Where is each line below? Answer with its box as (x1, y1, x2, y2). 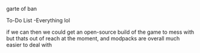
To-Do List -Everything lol (6, 17, 70, 23)
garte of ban (6, 5, 37, 12)
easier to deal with (6, 42, 52, 48)
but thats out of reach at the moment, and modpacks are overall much (6, 35, 180, 42)
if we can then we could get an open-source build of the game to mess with (6, 28, 195, 36)
